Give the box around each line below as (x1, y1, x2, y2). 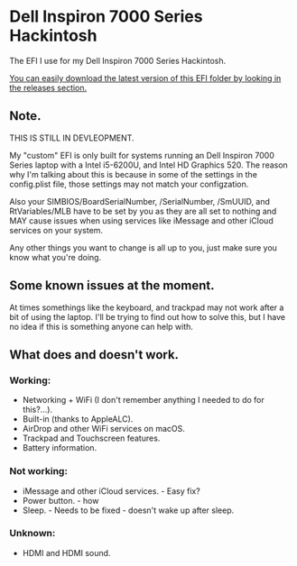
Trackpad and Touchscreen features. (22, 433, 161, 443)
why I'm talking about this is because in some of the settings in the (9, 169, 257, 179)
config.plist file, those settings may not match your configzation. (9, 178, 249, 189)
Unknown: (9, 527, 56, 540)
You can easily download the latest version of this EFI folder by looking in (9, 72, 282, 83)
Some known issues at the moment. (9, 278, 215, 294)
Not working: (9, 465, 68, 478)
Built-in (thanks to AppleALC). (22, 414, 134, 424)
